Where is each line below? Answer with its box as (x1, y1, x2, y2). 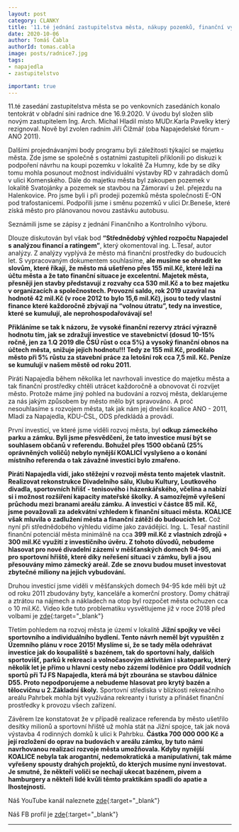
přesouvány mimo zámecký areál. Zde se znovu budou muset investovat (8, 560, 226, 569)
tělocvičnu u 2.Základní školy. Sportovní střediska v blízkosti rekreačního (8, 686, 225, 694)
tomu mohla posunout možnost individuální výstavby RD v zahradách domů (8, 168, 229, 177)
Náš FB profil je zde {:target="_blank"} (8, 810, 119, 819)
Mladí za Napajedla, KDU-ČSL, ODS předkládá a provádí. (8, 412, 174, 421)
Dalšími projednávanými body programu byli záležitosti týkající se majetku (8, 146, 224, 155)
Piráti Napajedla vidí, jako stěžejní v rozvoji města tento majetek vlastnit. (8, 470, 226, 478)
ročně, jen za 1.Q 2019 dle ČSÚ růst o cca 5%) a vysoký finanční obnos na (8, 338, 229, 346)
